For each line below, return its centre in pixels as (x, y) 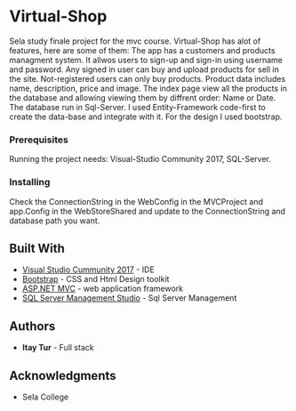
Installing (30, 182)
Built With (37, 248)
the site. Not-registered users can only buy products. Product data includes (148, 78)
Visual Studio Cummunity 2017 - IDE (88, 270)
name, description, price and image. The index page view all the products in (148, 88)
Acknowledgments (63, 375)
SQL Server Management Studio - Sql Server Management (129, 298)
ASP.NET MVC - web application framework (103, 289)
